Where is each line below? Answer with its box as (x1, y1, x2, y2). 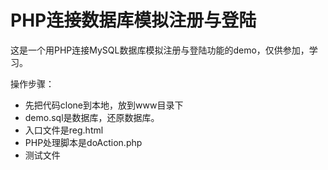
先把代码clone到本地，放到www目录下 (24, 99, 184, 111)
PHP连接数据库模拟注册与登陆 (10, 9, 257, 32)
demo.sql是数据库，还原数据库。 (24, 111, 160, 123)
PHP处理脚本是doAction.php (24, 136, 143, 148)
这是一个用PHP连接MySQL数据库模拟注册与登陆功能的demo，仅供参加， (10, 44, 310, 56)
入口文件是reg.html (24, 124, 104, 136)
